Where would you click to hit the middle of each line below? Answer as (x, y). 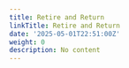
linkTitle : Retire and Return (65, 26)
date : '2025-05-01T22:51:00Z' (65, 34)
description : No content (55, 50)
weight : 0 (27, 42)
